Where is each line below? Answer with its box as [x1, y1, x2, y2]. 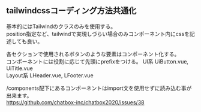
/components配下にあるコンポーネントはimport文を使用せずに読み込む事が [6, 84, 192, 92]
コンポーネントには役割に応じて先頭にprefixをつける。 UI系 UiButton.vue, [6, 57, 189, 65]
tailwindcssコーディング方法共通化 [6, 5, 137, 16]
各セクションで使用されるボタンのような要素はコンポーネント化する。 [6, 50, 180, 57]
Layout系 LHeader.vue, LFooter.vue [6, 71, 94, 79]
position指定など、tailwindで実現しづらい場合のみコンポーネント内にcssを [6, 30, 190, 37]
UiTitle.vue [6, 65, 33, 72]
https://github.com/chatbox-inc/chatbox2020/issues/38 [6, 98, 145, 106]
